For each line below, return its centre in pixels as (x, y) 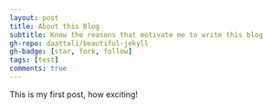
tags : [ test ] (34, 60)
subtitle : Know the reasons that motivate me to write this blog (136, 35)
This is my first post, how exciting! (74, 94)
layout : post (34, 18)
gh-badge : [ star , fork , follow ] (71, 52)
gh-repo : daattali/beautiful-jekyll (79, 43)
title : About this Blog (55, 26)
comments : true (38, 69)
